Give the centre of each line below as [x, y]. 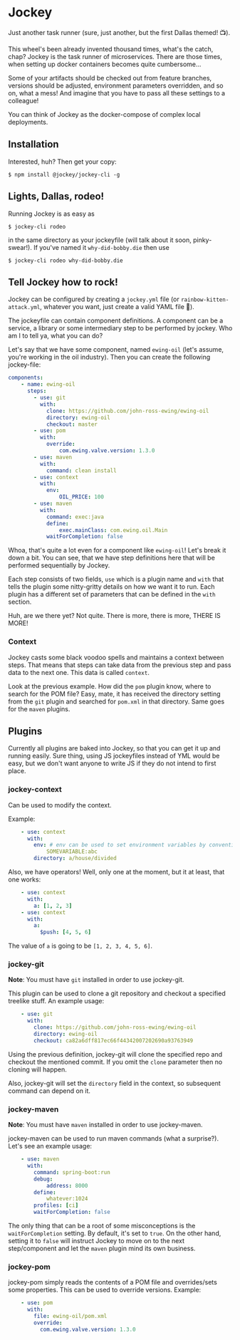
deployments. [28, 122]
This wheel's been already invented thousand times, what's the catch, [111, 49]
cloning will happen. [37, 1069]
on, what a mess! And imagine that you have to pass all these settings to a [117, 93]
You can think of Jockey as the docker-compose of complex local [104, 114]
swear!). [20, 247]
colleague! [24, 100]
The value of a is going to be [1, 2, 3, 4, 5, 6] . [80, 946]
